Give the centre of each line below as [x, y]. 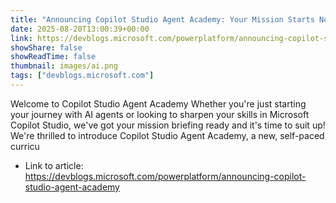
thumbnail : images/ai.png [64, 66]
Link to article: [54, 165]
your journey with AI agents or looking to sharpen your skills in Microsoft [160, 114]
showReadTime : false [53, 57]
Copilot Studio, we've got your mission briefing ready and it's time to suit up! [168, 125]
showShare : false [46, 47]
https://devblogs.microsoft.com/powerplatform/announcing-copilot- [165, 176]
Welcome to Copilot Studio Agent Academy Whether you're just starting [158, 103]
